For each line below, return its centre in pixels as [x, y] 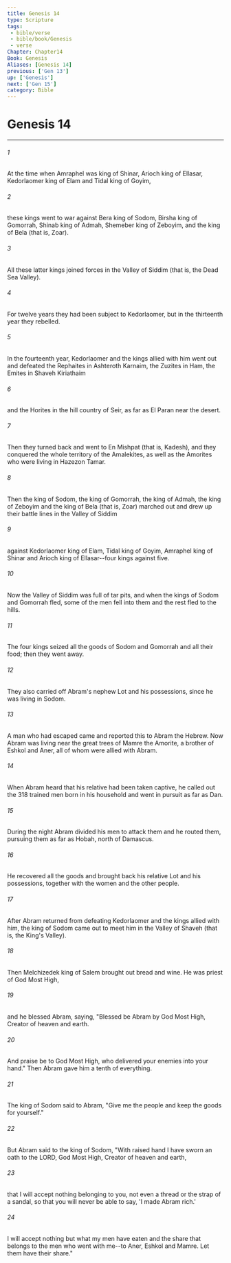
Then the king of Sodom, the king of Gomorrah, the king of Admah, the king [114, 499]
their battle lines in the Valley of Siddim [62, 513]
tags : [15, 26]
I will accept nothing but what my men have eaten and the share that [104, 1238]
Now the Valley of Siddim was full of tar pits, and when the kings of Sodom [113, 595]
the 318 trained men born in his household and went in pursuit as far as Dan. [115, 794]
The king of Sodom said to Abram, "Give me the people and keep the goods [114, 1105]
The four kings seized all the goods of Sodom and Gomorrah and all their [110, 647]
